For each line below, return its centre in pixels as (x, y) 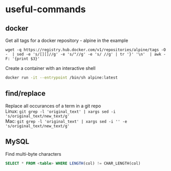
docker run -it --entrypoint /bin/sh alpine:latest (61, 78)
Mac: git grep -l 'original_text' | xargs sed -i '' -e (66, 121)
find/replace (26, 94)
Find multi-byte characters (33, 154)
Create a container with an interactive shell (50, 68)
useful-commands (46, 9)
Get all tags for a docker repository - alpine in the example (67, 40)
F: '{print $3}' (23, 59)
